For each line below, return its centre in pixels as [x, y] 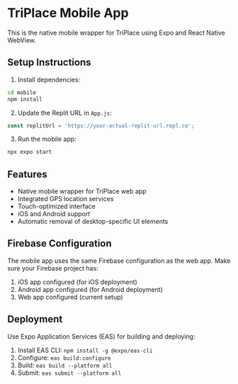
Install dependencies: [49, 79]
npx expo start [30, 152]
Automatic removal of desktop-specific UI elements [93, 222]
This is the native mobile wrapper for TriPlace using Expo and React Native [116, 33]
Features [27, 174]
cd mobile [22, 92]
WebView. [22, 40]
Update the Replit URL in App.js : [64, 113]
